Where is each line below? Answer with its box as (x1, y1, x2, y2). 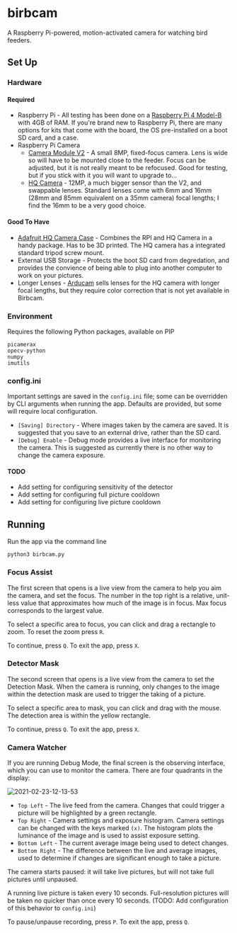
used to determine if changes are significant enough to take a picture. (17, 854, 221, 862)
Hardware (7, 78, 42, 88)
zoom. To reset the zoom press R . (7, 627, 105, 635)
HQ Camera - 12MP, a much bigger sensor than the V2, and (28, 179, 202, 187)
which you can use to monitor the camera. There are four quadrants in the (7, 767, 223, 775)
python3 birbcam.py (7, 551, 65, 558)
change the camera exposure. (17, 451, 105, 460)
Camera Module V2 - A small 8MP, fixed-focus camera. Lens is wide (28, 149, 228, 157)
